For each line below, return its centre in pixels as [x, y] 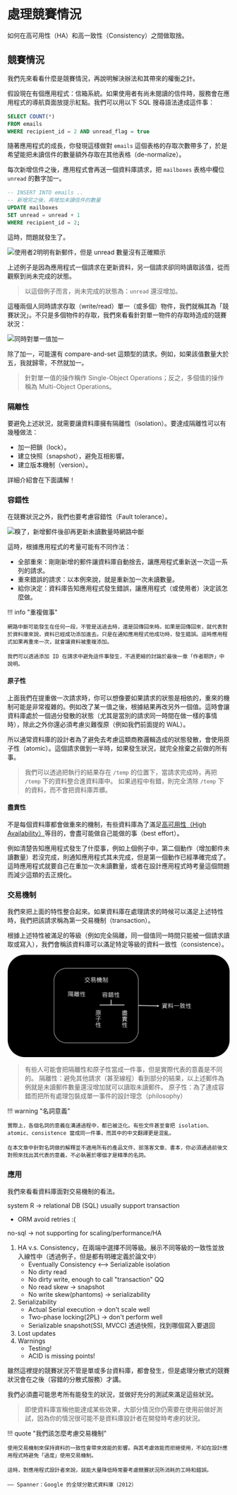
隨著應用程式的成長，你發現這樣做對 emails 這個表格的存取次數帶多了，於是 [117, 146]
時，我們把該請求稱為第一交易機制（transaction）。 [81, 920]
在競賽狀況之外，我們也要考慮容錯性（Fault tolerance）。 [89, 516]
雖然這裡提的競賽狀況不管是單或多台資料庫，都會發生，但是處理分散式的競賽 [119, 1370]
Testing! [39, 1348]
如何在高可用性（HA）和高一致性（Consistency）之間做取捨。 [98, 35]
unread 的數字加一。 [36, 178]
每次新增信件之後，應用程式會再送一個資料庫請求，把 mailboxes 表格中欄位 [116, 170]
